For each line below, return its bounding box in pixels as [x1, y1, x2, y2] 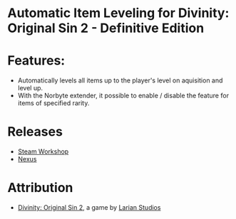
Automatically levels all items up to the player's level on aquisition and [17, 76, 223, 85]
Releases [7, 124, 63, 140]
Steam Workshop [17, 147, 69, 156]
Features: [7, 53, 66, 69]
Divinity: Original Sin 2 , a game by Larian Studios [17, 203, 161, 211]
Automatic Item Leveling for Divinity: [7, 5, 230, 21]
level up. [17, 84, 43, 92]
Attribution [7, 180, 73, 196]
